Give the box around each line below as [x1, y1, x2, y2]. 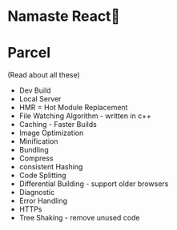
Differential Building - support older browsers [18, 179, 169, 188]
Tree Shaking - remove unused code [18, 213, 141, 223]
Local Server [18, 94, 62, 104]
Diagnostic [18, 188, 55, 197]
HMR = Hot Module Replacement [18, 103, 128, 113]
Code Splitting [18, 171, 66, 180]
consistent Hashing [18, 162, 83, 172]
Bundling [18, 145, 49, 155]
